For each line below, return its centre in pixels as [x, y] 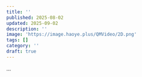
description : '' [27, 29]
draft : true [21, 52]
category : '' [23, 46]
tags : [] [17, 40]
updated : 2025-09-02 [32, 23]
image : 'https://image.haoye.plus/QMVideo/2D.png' [72, 35]
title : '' [19, 12]
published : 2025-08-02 [35, 18]
